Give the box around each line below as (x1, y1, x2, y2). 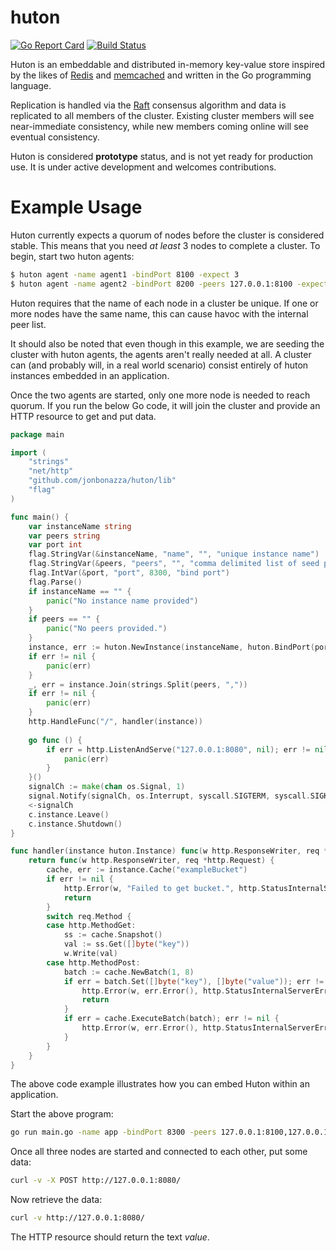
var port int (28, 540, 83, 550)
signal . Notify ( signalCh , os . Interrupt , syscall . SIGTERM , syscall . (28, 791, 311, 801)
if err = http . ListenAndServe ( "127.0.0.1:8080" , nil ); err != (46, 744, 311, 755)
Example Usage (10, 196, 143, 219)
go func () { (28, 735, 83, 745)
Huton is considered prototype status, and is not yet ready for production (10, 150, 314, 162)
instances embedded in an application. (10, 369, 170, 381)
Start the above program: (10, 1108, 114, 1120)
